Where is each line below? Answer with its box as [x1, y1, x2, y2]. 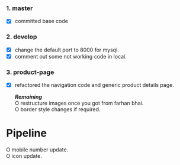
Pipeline [6, 127, 47, 140]
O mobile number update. [6, 146, 69, 153]
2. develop [6, 33, 37, 41]
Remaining [14, 93, 43, 101]
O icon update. [6, 153, 43, 160]
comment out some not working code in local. [14, 53, 127, 60]
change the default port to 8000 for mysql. [14, 46, 120, 53]
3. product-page [6, 68, 54, 76]
